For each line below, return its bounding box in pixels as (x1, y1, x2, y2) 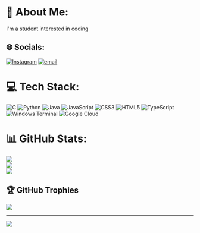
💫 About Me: (6, 5, 69, 19)
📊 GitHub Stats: (6, 132, 87, 145)
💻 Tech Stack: (6, 80, 80, 93)
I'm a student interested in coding (6, 25, 89, 32)
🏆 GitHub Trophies (6, 185, 79, 196)
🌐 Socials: (6, 42, 45, 52)
